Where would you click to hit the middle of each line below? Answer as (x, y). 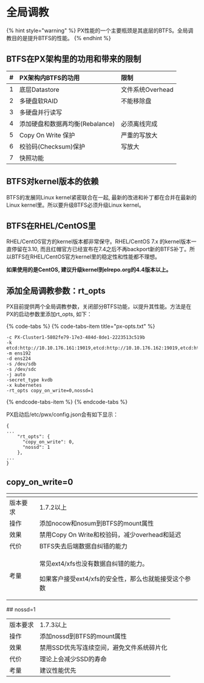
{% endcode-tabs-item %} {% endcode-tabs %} (67, 402)
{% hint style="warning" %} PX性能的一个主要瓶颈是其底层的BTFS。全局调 (100, 30)
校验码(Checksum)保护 (52, 147)
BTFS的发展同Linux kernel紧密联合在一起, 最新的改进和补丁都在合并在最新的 (101, 197)
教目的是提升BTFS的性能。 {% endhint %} (59, 38)
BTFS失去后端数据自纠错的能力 (83, 546)
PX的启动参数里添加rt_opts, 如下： (49, 314)
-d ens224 (19, 359)
